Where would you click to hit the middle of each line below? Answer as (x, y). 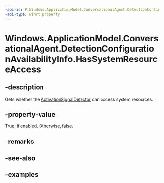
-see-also (20, 158)
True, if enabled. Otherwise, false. (39, 126)
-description (24, 88)
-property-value (30, 114)
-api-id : (14, 10)
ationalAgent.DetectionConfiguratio (80, 49)
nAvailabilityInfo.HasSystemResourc (81, 59)
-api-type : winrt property (32, 14)
